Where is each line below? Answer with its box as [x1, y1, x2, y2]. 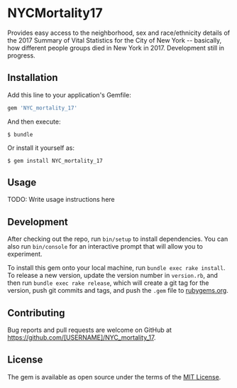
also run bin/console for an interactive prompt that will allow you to [7, 242, 204, 251]
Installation [7, 72, 58, 84]
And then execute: [7, 117, 61, 126]
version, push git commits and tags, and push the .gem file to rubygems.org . [7, 286, 229, 295]
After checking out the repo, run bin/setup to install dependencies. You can [7, 235, 228, 243]
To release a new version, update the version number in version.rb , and [7, 271, 219, 280]
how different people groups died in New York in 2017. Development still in [7, 43, 225, 52]
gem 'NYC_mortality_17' [7, 104, 78, 112]
